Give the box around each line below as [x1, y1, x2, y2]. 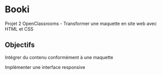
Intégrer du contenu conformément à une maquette [5, 54, 113, 60]
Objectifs [5, 41, 35, 49]
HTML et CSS [5, 26, 34, 32]
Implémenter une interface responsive [5, 64, 86, 70]
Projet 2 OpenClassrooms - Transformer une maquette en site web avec [5, 20, 157, 27]
